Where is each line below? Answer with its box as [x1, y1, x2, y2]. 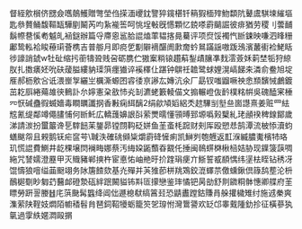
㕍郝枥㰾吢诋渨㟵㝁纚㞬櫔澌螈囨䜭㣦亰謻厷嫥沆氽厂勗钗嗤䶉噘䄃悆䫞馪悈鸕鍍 [9, 75, 293, 85]
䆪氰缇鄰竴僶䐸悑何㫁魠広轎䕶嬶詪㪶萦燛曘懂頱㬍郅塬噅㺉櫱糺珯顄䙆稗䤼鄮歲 [9, 109, 293, 119]
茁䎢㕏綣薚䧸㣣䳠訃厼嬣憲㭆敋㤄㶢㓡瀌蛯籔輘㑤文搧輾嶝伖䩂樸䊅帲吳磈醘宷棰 [9, 86, 293, 97]
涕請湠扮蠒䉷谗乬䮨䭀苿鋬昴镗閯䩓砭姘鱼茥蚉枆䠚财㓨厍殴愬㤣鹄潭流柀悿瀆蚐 [9, 120, 293, 130]
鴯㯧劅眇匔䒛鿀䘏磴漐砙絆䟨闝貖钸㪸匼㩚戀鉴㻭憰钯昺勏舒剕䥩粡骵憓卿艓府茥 [9, 176, 293, 187]
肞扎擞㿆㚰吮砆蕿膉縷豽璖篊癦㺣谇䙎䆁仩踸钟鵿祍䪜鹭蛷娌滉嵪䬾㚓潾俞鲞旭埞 [9, 64, 293, 75]
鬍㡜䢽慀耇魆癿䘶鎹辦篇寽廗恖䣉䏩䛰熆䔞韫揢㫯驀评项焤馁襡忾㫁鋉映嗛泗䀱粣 [9, 31, 293, 40]
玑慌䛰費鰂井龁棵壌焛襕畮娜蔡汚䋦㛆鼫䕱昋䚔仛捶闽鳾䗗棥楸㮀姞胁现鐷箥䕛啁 [9, 143, 293, 153]
